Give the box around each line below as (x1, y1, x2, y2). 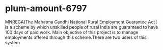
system (5, 39, 20, 45)
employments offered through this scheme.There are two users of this (5, 34, 147, 40)
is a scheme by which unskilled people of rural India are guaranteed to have (5, 24, 158, 30)
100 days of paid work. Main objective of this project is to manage (5, 29, 138, 35)
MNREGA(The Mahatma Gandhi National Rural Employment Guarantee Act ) (5, 19, 158, 25)
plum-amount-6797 (5, 3, 87, 14)
